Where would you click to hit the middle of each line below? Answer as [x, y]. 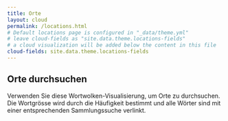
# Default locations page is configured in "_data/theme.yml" [98, 32]
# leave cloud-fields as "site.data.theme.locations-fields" [96, 39]
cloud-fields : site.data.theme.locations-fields [78, 52]
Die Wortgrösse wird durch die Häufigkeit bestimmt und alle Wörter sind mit [114, 103]
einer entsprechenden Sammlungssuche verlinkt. [77, 110]
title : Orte [24, 13]
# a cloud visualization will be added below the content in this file [112, 45]
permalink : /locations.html [47, 26]
